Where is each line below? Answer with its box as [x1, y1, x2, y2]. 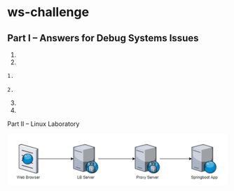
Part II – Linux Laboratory [7, 120, 80, 128]
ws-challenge [7, 4, 90, 20]
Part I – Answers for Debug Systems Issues [7, 32, 199, 44]
